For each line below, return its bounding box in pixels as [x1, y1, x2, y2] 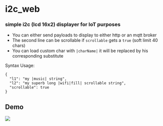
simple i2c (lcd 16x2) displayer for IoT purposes [5, 21, 121, 28]
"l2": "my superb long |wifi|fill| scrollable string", [9, 81, 126, 86]
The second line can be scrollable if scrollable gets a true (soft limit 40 [12, 37, 158, 43]
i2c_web [5, 3, 40, 15]
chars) [12, 43, 26, 49]
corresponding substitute [12, 53, 64, 59]
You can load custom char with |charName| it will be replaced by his [12, 48, 148, 54]
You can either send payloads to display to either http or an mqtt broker [12, 32, 157, 38]
